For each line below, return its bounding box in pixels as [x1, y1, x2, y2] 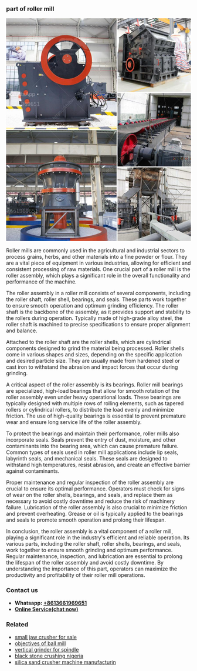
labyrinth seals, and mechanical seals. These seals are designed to [6, 455, 168, 462]
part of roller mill [6, 5, 55, 13]
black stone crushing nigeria [14, 652, 84, 660]
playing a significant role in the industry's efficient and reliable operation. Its [6, 534, 189, 541]
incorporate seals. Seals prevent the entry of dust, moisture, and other [6, 436, 176, 443]
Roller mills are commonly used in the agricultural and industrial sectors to [6, 246, 185, 254]
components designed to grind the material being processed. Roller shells [6, 345, 185, 352]
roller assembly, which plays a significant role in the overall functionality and [6, 272, 191, 279]
